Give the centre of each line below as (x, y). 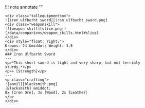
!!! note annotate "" (24, 7)
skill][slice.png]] (46, 29)
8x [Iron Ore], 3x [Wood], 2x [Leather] (47, 92)
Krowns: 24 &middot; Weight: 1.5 (39, 46)
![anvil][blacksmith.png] (31, 84)
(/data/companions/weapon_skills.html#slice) (52, 33)
